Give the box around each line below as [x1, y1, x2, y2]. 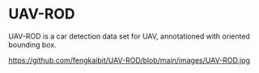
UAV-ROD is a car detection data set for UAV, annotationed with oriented [8, 31, 251, 41]
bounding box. [8, 39, 57, 49]
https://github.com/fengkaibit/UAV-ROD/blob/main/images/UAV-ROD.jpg [8, 55, 251, 65]
